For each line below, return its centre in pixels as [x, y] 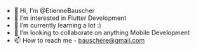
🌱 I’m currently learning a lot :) [57, 25]
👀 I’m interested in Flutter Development [70, 18]
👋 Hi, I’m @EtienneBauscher [54, 11]
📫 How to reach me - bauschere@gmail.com [79, 40]
